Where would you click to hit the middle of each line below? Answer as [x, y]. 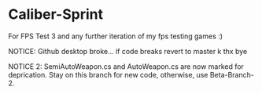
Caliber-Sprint [56, 14]
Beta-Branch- [232, 74]
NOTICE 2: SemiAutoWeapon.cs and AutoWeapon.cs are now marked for [126, 66]
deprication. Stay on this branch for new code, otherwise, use [108, 74]
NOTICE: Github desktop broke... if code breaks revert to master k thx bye [128, 51]
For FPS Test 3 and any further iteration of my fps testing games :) [115, 36]
